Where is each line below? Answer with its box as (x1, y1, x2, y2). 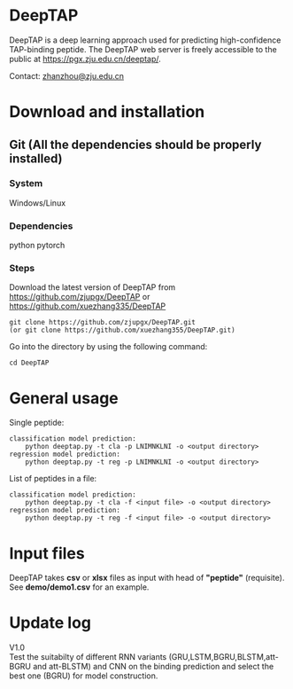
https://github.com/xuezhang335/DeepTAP (9, 301, 166, 311)
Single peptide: (9, 418, 65, 428)
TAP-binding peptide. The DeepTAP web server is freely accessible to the (9, 43, 277, 54)
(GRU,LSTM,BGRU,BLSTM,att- (168, 652, 279, 662)
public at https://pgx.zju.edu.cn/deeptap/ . (9, 53, 161, 64)
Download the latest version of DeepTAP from (9, 282, 176, 293)
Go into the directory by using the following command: (9, 341, 208, 352)
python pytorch (9, 240, 66, 251)
